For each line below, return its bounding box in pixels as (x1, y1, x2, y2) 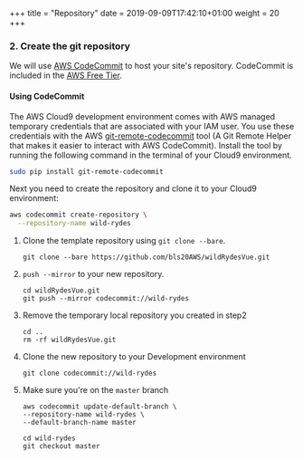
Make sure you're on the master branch (22, 385, 169, 396)
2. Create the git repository (9, 40, 131, 53)
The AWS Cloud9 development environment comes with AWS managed (9, 110, 276, 121)
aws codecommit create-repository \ (9, 210, 147, 220)
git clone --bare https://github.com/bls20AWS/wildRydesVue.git (22, 253, 270, 262)
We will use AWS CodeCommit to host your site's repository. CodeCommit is (9, 61, 294, 72)
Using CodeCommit (9, 91, 85, 101)
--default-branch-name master (22, 418, 137, 427)
